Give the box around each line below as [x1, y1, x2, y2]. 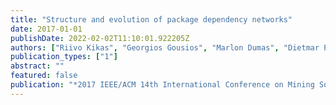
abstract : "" [10, 61, 65, 71]
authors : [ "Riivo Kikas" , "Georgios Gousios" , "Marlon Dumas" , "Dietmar [10, 42, 320, 53]
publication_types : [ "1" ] [10, 52, 118, 62]
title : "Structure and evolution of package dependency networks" [10, 14, 293, 25]
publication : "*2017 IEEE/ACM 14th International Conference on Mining [10, 80, 315, 90]
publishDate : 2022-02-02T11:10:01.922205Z [10, 33, 190, 43]
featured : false [10, 71, 78, 81]
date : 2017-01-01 [10, 24, 83, 34]
